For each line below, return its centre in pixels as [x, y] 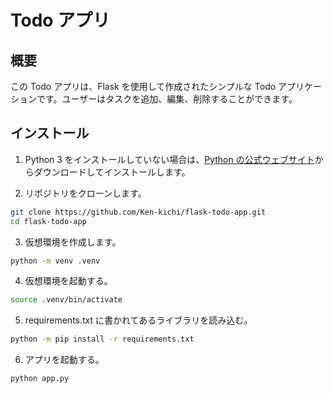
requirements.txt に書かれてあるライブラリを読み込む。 [138, 320]
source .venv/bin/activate [66, 300]
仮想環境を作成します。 [73, 242]
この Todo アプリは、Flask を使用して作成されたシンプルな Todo [143, 86]
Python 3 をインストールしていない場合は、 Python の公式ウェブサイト [169, 159]
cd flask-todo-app [48, 221]
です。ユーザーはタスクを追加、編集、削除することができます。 [167, 99]
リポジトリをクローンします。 [85, 193]
